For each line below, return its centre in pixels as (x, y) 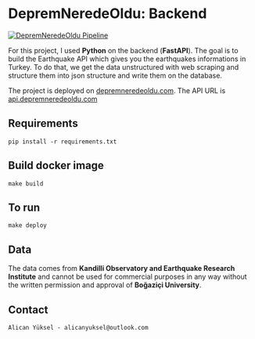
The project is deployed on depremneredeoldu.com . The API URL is (117, 90)
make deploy (27, 225)
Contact (28, 310)
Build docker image (56, 166)
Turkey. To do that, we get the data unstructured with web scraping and (124, 67)
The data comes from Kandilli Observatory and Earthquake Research (122, 269)
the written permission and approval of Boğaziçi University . (105, 285)
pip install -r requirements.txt (63, 142)
